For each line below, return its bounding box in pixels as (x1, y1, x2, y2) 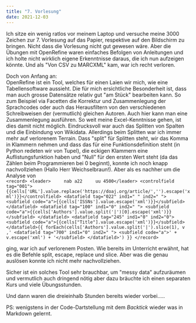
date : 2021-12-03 (6, 14, 49, 20)
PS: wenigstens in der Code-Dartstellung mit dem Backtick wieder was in (6, 304, 183, 311)
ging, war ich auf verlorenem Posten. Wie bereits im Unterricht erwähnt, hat (6, 245, 189, 252)
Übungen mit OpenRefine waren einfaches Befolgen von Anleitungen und (6, 49, 184, 56)
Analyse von (6, 172, 36, 179)
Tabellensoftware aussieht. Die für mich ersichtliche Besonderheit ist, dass (6, 85, 187, 92)
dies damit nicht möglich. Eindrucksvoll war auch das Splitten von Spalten (6, 122, 185, 129)
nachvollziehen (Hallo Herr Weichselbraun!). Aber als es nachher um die (6, 166, 181, 173)
